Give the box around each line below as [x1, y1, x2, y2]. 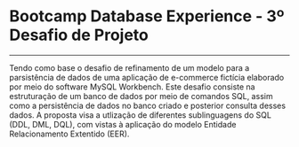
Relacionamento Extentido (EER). [9, 128, 130, 139]
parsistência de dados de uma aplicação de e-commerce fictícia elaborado [9, 72, 285, 82]
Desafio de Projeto [9, 25, 149, 45]
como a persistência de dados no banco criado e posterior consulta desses [9, 100, 287, 111]
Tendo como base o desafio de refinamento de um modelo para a [9, 62, 250, 73]
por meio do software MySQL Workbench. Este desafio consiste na [9, 81, 255, 92]
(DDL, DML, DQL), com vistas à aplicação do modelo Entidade [9, 119, 237, 129]
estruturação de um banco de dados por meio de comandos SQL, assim [9, 90, 273, 101]
